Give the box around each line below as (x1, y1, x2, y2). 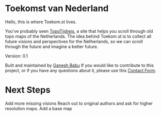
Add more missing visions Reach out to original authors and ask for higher (5, 100, 153, 106)
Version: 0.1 (5, 53, 28, 58)
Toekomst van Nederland (5, 3, 109, 14)
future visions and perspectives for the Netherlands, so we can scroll (5, 38, 143, 44)
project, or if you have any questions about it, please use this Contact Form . (5, 67, 157, 73)
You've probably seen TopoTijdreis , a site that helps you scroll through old (5, 28, 153, 34)
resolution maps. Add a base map (5, 105, 72, 111)
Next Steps (5, 85, 51, 96)
